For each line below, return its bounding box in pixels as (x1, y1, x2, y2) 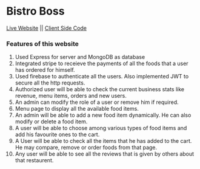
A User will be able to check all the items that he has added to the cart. (15, 137, 192, 145)
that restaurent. (15, 157, 54, 164)
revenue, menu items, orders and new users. (15, 92, 127, 100)
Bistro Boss (6, 4, 65, 18)
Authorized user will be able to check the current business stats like (15, 86, 185, 93)
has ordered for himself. (15, 66, 75, 74)
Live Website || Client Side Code (6, 24, 87, 32)
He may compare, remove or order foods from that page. (15, 144, 158, 151)
